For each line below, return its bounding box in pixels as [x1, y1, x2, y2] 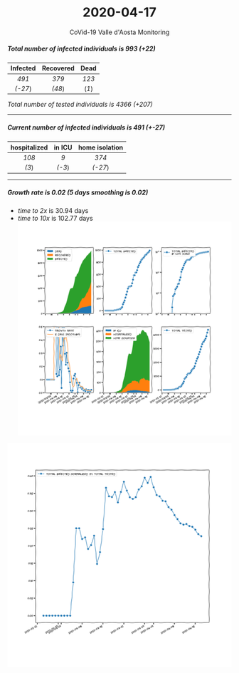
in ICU [53, 143, 73, 152]
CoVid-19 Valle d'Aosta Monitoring [69, 28, 170, 36]
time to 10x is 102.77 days [17, 214, 94, 222]
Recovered [41, 64, 75, 73]
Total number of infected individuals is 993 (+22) [7, 44, 156, 53]
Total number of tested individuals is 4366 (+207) [7, 100, 153, 109]
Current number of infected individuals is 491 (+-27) [7, 123, 166, 132]
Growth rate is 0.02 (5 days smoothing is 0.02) [7, 188, 149, 197]
